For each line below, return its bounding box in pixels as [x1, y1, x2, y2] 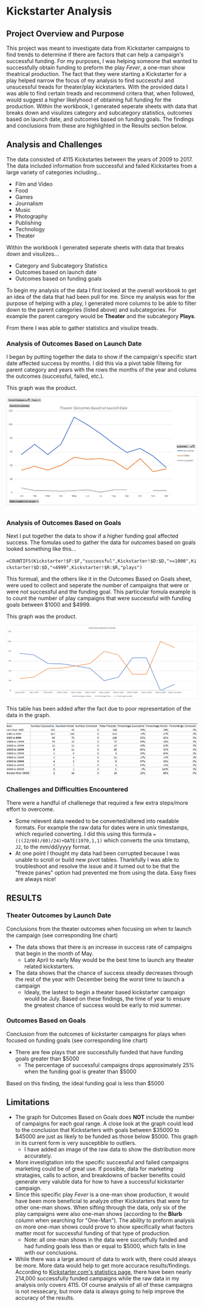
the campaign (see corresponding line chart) [6, 931, 118, 939]
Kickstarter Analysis [6, 4, 112, 18]
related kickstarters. [24, 963, 75, 970]
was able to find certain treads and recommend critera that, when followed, [6, 90, 195, 97]
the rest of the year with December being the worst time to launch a [15, 975, 185, 983]
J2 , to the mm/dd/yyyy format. [15, 843, 91, 850]
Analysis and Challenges [6, 140, 103, 150]
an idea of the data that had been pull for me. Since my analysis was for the [6, 293, 195, 300]
